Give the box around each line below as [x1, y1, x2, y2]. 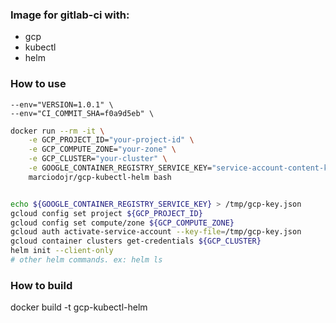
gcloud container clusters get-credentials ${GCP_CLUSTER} [10, 236, 262, 247]
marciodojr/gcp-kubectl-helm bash [28, 172, 172, 182]
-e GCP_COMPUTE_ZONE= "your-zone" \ [28, 144, 177, 155]
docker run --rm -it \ [10, 126, 105, 136]
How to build [10, 278, 73, 292]
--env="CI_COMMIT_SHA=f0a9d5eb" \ [10, 108, 155, 118]
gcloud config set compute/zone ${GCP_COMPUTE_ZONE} [10, 218, 235, 228]
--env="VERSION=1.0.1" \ [10, 99, 114, 110]
